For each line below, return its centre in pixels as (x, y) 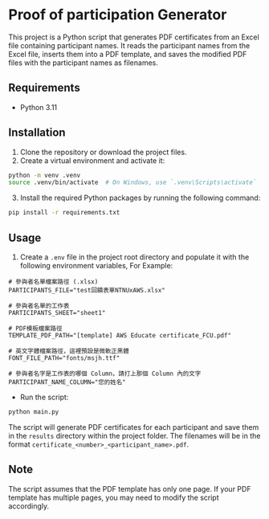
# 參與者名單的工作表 (39, 306)
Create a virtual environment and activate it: (92, 160)
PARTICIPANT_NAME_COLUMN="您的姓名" (67, 382)
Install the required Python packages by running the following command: (140, 198)
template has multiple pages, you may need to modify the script (114, 497)
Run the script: (44, 397)
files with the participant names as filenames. (84, 63)
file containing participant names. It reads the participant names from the (129, 45)
